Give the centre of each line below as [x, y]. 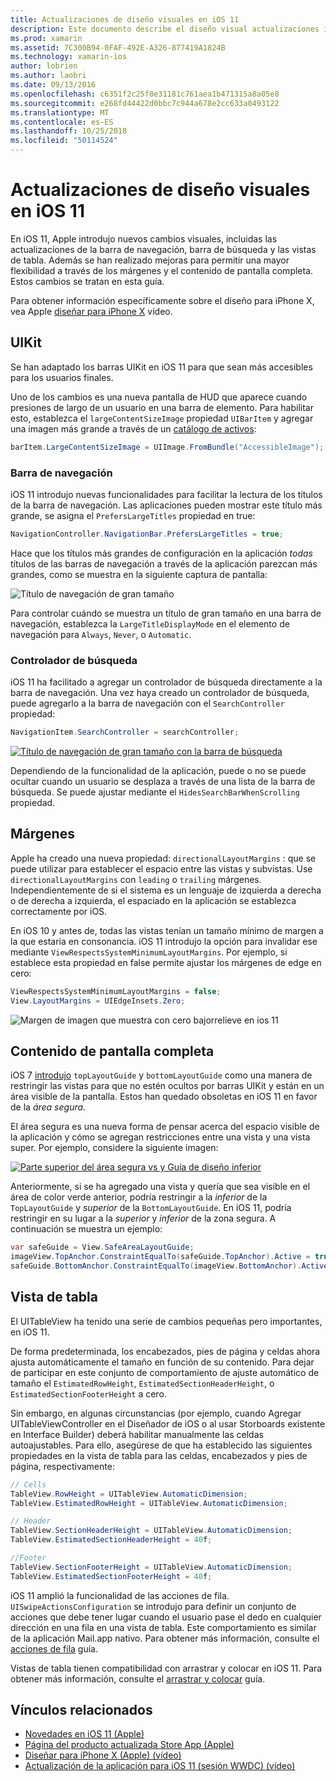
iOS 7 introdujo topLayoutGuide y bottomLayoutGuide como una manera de [161, 1075]
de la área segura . [48, 1107]
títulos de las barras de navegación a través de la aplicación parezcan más [164, 563]
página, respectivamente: [62, 1466]
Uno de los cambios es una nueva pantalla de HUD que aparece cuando [159, 397]
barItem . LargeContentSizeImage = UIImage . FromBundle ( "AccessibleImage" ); [167, 447]
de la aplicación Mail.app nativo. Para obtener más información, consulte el [165, 1638]
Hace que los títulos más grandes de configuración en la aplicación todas [161, 553]
